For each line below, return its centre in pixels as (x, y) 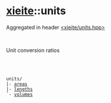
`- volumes (19, 94)
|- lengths (19, 89)
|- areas (17, 84)
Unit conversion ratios (33, 50)
